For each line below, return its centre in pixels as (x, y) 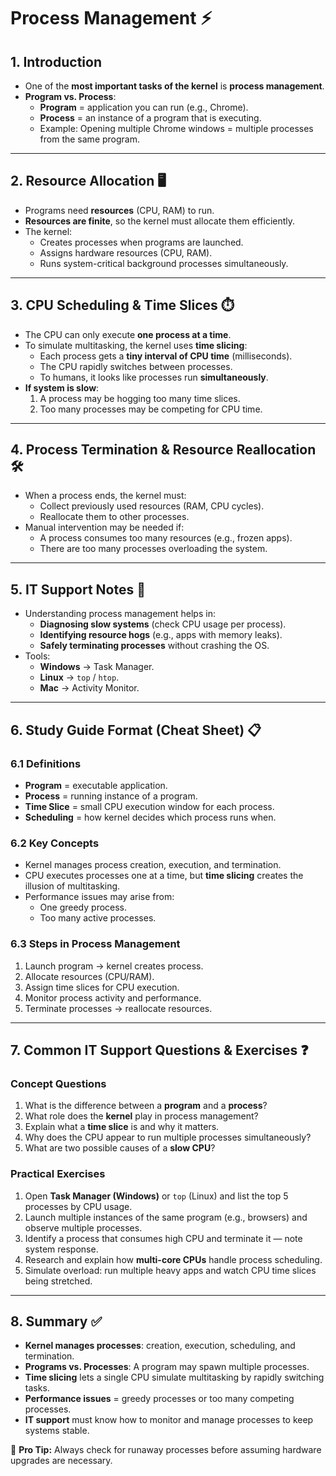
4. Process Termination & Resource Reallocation (163, 450)
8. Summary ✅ (56, 1321)
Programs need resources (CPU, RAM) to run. (119, 210)
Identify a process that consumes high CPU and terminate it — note (163, 1238)
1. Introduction (56, 61)
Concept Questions (58, 1083)
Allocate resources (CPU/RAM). (89, 976)
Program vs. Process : (70, 96)
